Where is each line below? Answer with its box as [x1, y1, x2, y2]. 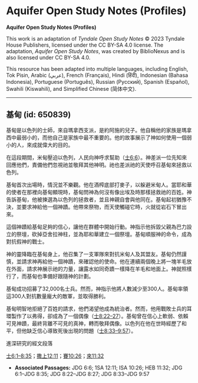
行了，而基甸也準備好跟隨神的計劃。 [6, 273, 94, 280]
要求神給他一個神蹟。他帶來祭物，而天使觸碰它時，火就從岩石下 [21, 203, 177, 210]
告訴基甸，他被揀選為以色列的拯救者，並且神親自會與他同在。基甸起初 [6, 196, 177, 203]
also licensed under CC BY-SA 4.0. [6, 54, 91, 61]
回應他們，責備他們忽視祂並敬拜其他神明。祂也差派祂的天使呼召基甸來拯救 [6, 161, 187, 168]
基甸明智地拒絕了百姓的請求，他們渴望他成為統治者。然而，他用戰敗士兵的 [6, 305, 187, 312]
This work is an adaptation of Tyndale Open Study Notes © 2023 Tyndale [6, 35, 185, 42]
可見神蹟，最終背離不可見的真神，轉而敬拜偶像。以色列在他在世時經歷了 [6, 320, 181, 327]
